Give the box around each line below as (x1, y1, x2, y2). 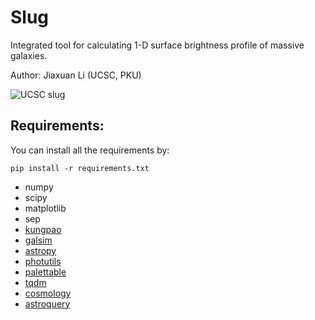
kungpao (24, 223, 62, 235)
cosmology (24, 287, 72, 299)
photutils (24, 255, 62, 267)
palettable (24, 266, 67, 278)
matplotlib (24, 202, 67, 214)
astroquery (24, 297, 71, 310)
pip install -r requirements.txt (10, 163, 150, 173)
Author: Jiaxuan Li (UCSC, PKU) (10, 69, 142, 81)
